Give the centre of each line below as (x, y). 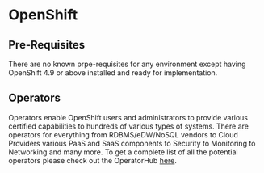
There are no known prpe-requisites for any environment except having (127, 64)
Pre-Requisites (47, 45)
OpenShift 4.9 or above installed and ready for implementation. (113, 73)
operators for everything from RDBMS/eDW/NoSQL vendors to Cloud (123, 134)
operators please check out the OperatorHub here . (93, 160)
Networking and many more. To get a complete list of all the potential (123, 152)
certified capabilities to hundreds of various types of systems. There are (128, 126)
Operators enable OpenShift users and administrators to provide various (128, 117)
